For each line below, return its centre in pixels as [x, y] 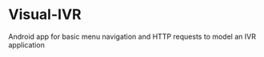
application [27, 44]
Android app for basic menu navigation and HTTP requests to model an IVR [132, 36]
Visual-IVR [45, 15]
